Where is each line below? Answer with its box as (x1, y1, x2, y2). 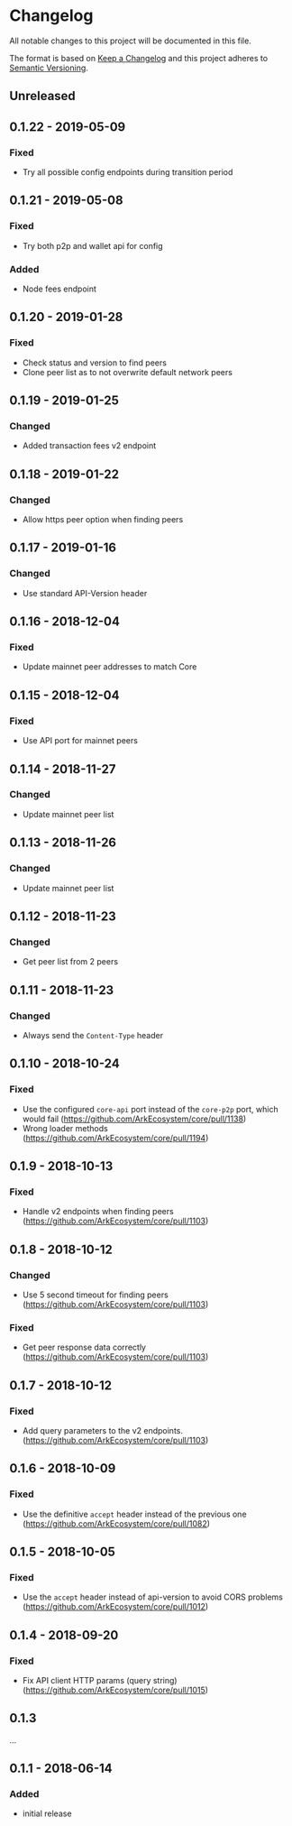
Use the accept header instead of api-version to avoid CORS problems (22, 1591, 284, 1602)
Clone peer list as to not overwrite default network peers (22, 366, 233, 377)
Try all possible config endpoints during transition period (22, 167, 233, 178)
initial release (22, 1808, 72, 1819)
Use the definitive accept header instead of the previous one (22, 1508, 247, 1519)
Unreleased (9, 88, 77, 104)
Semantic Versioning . (9, 62, 88, 73)
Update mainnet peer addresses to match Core (22, 661, 197, 672)
